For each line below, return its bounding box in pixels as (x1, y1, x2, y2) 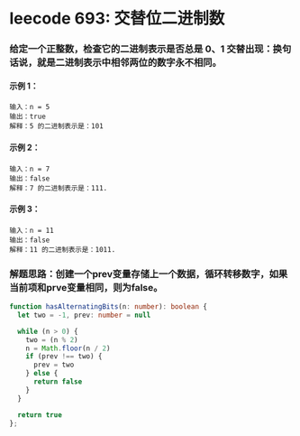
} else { (25, 369, 59, 378)
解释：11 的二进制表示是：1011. (9, 245, 116, 254)
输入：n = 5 (9, 103, 50, 112)
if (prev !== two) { (25, 352, 103, 361)
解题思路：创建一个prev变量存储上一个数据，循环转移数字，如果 (9, 267, 288, 280)
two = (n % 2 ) (25, 335, 78, 344)
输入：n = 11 (9, 226, 54, 235)
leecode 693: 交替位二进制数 (9, 8, 225, 29)
